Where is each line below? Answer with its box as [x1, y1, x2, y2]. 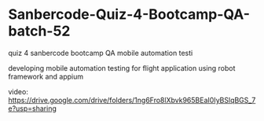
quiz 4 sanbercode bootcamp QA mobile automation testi [8, 48, 193, 57]
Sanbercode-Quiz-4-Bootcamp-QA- [8, 5, 250, 24]
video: [8, 86, 29, 96]
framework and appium [8, 71, 84, 81]
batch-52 [8, 22, 71, 40]
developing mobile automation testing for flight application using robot [8, 63, 236, 72]
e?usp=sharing [8, 104, 57, 113]
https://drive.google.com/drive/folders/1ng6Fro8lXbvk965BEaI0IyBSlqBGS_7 [8, 95, 256, 104]
